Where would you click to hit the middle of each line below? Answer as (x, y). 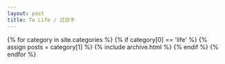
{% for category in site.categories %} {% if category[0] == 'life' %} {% (107, 39)
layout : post (26, 13)
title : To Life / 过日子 (41, 20)
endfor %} (22, 54)
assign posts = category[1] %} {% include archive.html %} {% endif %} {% (113, 47)
